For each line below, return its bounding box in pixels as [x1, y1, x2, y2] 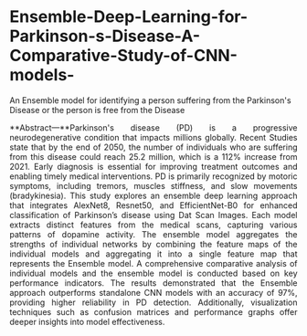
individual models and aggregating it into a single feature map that [9, 248, 298, 259]
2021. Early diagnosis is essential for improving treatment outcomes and [9, 161, 298, 172]
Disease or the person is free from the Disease [9, 104, 185, 115]
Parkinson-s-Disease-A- [9, 26, 201, 47]
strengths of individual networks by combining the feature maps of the [9, 238, 298, 249]
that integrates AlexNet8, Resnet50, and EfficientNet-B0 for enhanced [9, 199, 298, 211]
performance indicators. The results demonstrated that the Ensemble [9, 277, 298, 289]
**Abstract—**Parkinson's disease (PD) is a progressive [9, 121, 298, 133]
